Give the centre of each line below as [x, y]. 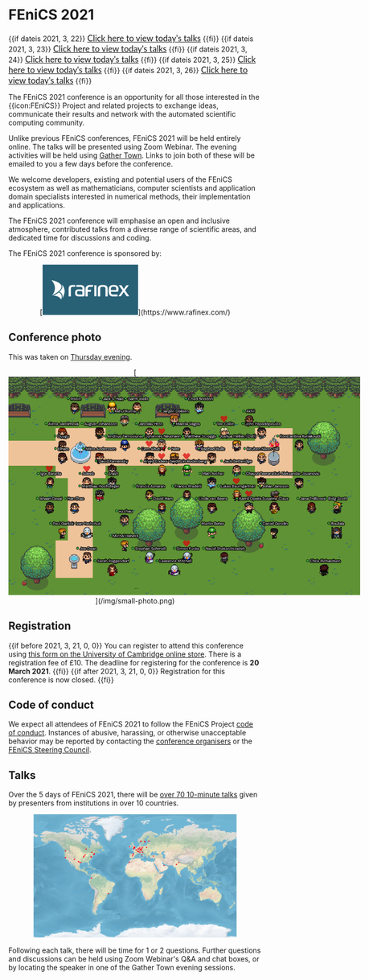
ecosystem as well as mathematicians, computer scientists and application [132, 187]
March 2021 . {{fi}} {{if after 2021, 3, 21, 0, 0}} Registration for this [117, 671]
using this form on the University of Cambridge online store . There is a [125, 654]
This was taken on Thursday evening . [70, 356]
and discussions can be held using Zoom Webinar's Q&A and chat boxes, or [134, 959]
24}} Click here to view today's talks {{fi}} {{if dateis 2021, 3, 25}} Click [132, 59]
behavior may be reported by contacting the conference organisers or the [131, 741]
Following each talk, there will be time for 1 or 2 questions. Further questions [135, 950]
